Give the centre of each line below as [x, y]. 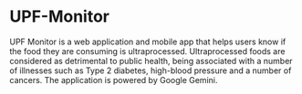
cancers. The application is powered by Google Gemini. [114, 80]
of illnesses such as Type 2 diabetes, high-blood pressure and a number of [151, 70]
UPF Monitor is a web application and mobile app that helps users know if [148, 42]
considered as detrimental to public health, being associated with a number [151, 61]
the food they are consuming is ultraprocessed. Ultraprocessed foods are [147, 51]
